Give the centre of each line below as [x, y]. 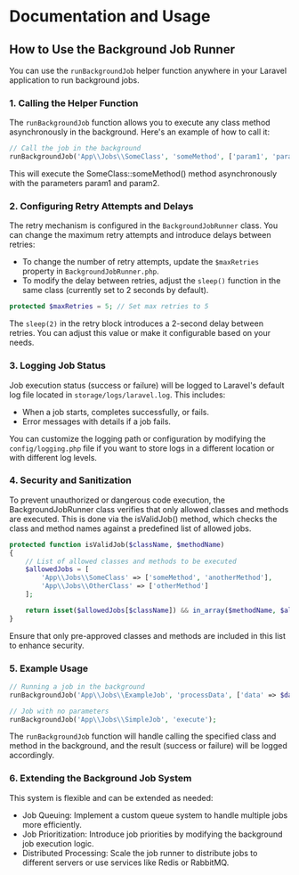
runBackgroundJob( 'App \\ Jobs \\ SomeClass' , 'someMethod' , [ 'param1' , [139, 157]
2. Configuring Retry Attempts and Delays [101, 206]
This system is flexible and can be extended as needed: [111, 797]
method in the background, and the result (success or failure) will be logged [148, 746]
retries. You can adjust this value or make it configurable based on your [140, 333]
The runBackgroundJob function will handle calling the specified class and [143, 736]
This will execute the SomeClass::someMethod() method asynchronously [143, 174]
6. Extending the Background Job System [101, 779]
